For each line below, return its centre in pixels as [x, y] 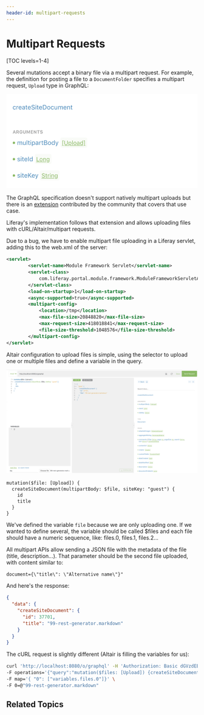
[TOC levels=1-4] [28, 60]
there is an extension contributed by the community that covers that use [97, 205]
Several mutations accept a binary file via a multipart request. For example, [100, 72]
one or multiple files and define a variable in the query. [74, 361]
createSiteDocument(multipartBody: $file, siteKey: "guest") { [93, 489]
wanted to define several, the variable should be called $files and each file [99, 531]
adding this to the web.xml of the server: [57, 247]
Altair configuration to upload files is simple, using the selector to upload [97, 354]
